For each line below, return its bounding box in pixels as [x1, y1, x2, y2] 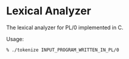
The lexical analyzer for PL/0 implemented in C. [6, 24, 124, 31]
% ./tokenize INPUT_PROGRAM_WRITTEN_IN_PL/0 [6, 46, 119, 53]
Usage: [6, 35, 24, 42]
